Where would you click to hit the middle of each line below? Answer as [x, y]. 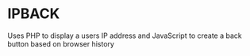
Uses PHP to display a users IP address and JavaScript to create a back [125, 35]
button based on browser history [61, 43]
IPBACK [34, 14]
